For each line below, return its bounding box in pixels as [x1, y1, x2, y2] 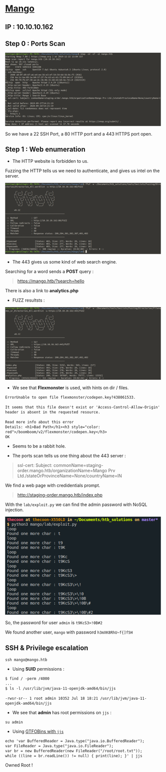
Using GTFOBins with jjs [12, 728, 64, 734]
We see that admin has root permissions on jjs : [12, 710, 112, 716]
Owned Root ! [5, 762, 33, 768]
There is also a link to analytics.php [5, 287, 79, 293]
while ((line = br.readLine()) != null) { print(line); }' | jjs [5, 754, 142, 759]
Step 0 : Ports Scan [5, 39, 66, 47]
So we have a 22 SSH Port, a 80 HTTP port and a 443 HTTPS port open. [5, 131, 153, 136]
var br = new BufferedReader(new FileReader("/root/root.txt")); [5, 749, 142, 754]
